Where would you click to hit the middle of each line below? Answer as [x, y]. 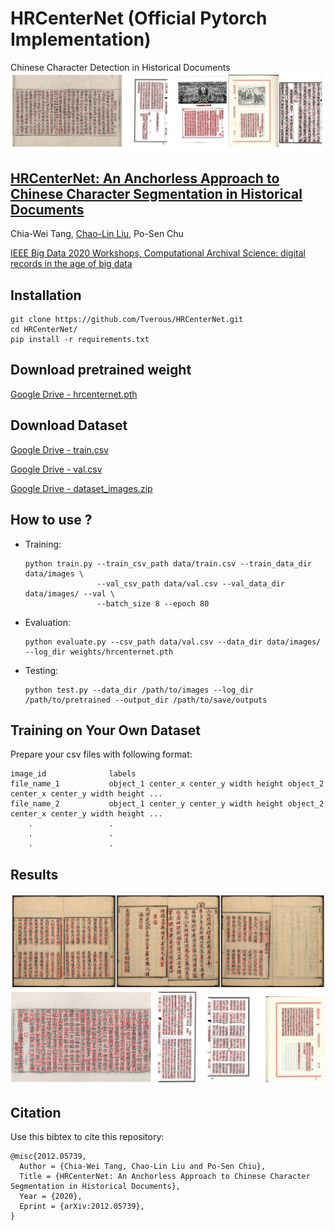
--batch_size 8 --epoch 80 [153, 603]
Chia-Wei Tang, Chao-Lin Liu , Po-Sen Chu [97, 234]
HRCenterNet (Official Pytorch [139, 18]
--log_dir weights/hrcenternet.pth [99, 652]
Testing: [41, 670]
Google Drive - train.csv [59, 449]
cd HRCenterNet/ [44, 330]
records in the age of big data [71, 264]
